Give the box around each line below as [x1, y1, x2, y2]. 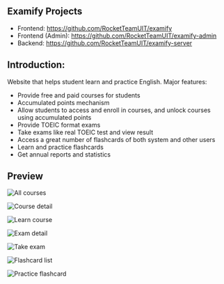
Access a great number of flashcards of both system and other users [17, 135, 216, 143]
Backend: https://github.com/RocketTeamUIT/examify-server [17, 38, 193, 47]
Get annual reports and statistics [17, 150, 111, 159]
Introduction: [7, 59, 65, 71]
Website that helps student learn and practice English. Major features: [7, 77, 207, 86]
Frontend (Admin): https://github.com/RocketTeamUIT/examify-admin [17, 31, 217, 40]
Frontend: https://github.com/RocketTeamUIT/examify [17, 24, 173, 32]
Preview [7, 171, 44, 182]
